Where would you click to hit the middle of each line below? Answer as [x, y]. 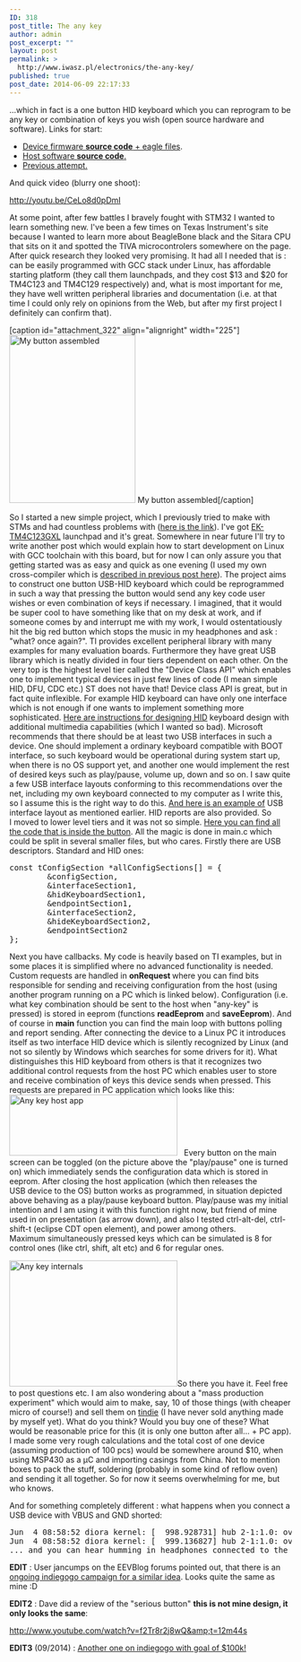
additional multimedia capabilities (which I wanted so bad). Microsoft [136, 726]
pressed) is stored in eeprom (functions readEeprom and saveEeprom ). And [150, 1013]
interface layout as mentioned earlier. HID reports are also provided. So [140, 812]
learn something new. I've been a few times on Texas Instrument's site [139, 227]
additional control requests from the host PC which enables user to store [143, 1070]
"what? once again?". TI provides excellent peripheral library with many [141, 641]
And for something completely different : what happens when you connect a [150, 1505]
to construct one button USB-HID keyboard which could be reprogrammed [147, 584]
